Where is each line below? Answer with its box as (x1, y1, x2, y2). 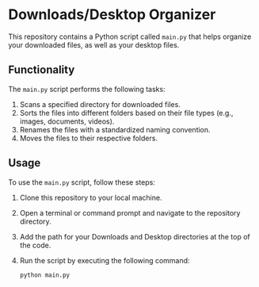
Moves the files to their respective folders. (19, 133, 158, 143)
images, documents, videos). (19, 117, 115, 126)
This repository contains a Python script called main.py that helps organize (8, 32, 252, 41)
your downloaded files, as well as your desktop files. (8, 40, 180, 49)
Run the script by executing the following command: (19, 255, 190, 265)
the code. (19, 240, 51, 250)
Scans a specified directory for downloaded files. (19, 99, 181, 109)
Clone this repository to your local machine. (19, 193, 162, 202)
